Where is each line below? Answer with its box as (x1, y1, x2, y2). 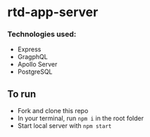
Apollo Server (17, 60, 58, 69)
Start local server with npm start (17, 122, 112, 130)
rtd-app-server (7, 4, 99, 20)
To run (7, 88, 37, 100)
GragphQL (17, 53, 48, 61)
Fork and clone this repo (17, 107, 89, 115)
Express (17, 45, 42, 53)
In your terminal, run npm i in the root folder (17, 114, 144, 123)
